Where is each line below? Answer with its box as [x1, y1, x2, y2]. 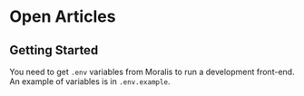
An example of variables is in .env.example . [9, 76, 171, 87]
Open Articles [9, 6, 116, 27]
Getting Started [9, 43, 99, 58]
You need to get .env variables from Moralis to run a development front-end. [9, 66, 295, 77]
